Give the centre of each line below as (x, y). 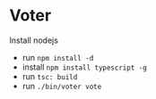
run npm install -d (58, 57)
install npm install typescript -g (85, 67)
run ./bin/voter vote (62, 86)
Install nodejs (34, 40)
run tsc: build (50, 76)
